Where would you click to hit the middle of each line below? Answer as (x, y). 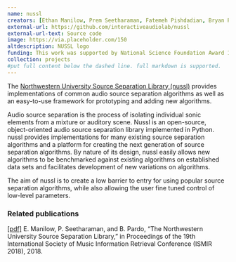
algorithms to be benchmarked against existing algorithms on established (113, 159)
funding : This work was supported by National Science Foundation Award (116, 53)
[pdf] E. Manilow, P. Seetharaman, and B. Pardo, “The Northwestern (105, 228)
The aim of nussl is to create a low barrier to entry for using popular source (116, 181)
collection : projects (39, 60)
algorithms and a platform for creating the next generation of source (106, 144)
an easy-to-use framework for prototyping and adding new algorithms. (110, 101)
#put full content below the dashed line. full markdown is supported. (114, 66)
